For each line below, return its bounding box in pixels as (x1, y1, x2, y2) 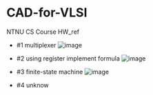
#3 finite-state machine (16, 67, 83, 76)
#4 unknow (16, 81, 49, 89)
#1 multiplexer (16, 41, 57, 49)
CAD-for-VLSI (6, 5, 88, 21)
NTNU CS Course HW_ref (6, 28, 80, 36)
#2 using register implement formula (16, 54, 120, 63)
